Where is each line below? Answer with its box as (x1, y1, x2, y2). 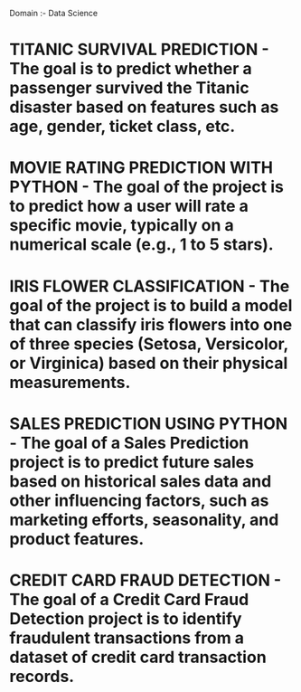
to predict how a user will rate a (9, 196, 249, 216)
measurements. (9, 372, 131, 393)
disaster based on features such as (9, 97, 279, 118)
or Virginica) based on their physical (9, 353, 288, 374)
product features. (9, 528, 145, 549)
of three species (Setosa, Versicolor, (9, 334, 289, 354)
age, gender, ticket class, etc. (9, 117, 236, 137)
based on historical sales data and (9, 470, 272, 491)
